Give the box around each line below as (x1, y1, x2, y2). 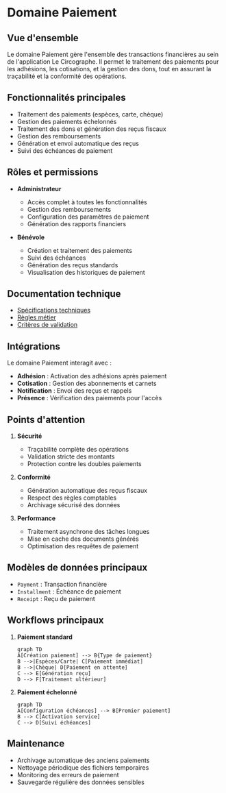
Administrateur (16, 184, 62, 193)
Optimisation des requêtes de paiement (27, 542, 139, 550)
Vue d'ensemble (7, 32, 79, 44)
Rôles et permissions (7, 167, 99, 178)
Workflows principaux (7, 615, 104, 626)
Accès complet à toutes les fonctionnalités (27, 197, 147, 206)
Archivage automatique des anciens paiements (16, 756, 150, 764)
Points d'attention (7, 413, 86, 426)
